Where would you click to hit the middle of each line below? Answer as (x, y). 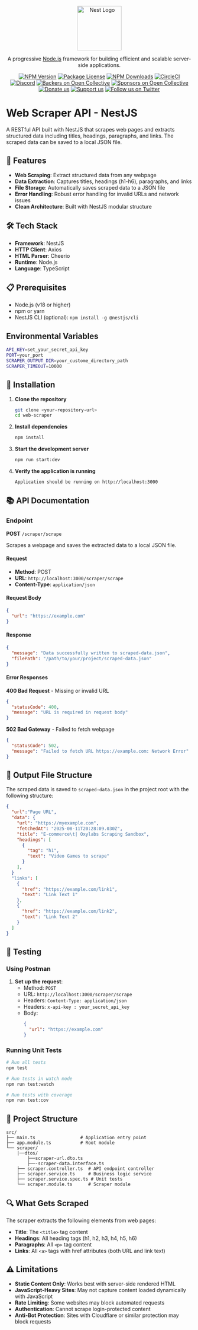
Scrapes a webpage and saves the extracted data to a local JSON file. (91, 545)
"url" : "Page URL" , (34, 812)
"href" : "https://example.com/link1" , (69, 889)
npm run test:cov (27, 1100)
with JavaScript (34, 1296)
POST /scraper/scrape (34, 533)
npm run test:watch (30, 1084)
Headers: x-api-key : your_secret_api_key (77, 1007)
